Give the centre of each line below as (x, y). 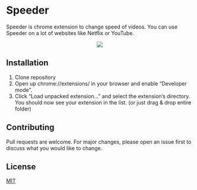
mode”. (23, 90)
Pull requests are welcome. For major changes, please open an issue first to (99, 142)
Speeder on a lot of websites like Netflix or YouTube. (70, 33)
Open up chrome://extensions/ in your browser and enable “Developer (101, 83)
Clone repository (35, 77)
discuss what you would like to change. (54, 148)
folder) (23, 109)
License (21, 167)
